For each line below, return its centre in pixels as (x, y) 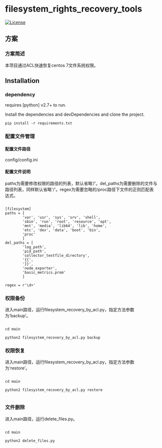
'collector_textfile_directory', (56, 255)
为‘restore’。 (17, 368)
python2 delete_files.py (30, 441)
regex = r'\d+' (20, 285)
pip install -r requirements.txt (39, 124)
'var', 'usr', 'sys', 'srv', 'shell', (61, 217)
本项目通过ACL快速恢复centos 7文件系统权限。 (52, 65)
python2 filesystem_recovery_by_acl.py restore (54, 390)
